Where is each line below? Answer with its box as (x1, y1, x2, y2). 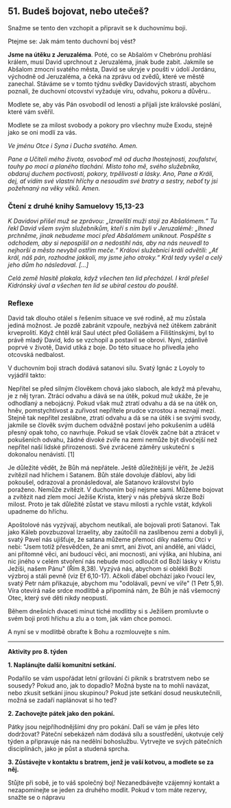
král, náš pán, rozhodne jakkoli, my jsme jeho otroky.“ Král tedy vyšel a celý (8, 254, 223, 262)
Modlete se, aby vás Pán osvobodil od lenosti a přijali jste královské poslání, (8, 100, 222, 109)
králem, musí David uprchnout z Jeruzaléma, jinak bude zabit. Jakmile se (8, 58, 215, 66)
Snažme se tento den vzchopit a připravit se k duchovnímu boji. (8, 23, 188, 32)
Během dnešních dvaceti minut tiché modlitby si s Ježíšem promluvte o (8, 607, 209, 615)
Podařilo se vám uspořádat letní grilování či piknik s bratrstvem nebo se (8, 674, 210, 683)
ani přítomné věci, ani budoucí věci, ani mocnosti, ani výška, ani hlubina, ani (8, 550, 222, 558)
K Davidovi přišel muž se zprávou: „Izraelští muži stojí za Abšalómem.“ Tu (8, 217, 217, 226)
